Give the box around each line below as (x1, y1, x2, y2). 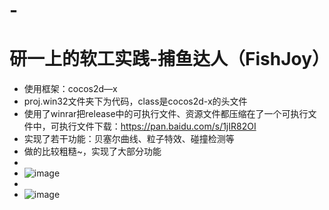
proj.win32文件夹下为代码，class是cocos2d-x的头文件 (23, 95, 248, 108)
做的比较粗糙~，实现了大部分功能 (23, 145, 162, 158)
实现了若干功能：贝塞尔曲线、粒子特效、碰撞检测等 (23, 133, 235, 145)
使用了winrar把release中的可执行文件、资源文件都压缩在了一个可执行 (23, 108, 309, 120)
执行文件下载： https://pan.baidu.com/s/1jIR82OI (58, 120, 257, 133)
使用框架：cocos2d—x (23, 83, 118, 95)
